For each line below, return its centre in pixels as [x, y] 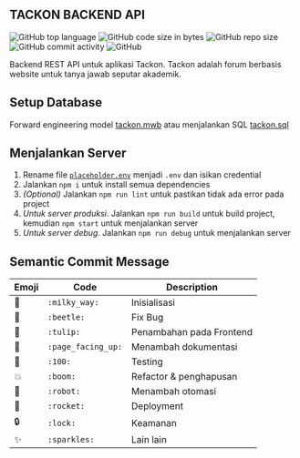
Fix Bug [147, 318]
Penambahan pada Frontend [192, 332]
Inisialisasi [153, 302]
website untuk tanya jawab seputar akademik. [96, 74]
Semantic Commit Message [90, 262]
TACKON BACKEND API [78, 15]
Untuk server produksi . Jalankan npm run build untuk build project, [149, 214]
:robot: [64, 392]
